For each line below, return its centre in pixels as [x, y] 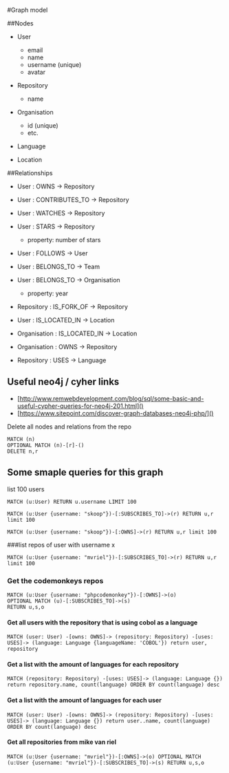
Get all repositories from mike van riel [62, 742]
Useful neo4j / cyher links [63, 382]
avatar [36, 72]
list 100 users [26, 489]
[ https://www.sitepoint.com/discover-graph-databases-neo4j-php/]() [115, 413]
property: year [48, 293]
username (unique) [54, 65]
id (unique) [43, 126]
